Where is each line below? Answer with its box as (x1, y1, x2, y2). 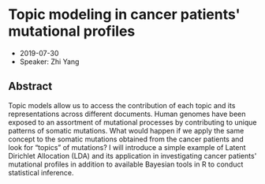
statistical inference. (8, 167, 74, 177)
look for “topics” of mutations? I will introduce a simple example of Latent (8, 142, 246, 152)
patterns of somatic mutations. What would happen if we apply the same (8, 126, 244, 135)
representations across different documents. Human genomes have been (8, 109, 246, 118)
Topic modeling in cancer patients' (8, 6, 241, 24)
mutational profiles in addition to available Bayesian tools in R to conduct (8, 160, 244, 169)
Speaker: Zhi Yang (19, 57, 80, 66)
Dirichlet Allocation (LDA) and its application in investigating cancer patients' (8, 151, 257, 160)
